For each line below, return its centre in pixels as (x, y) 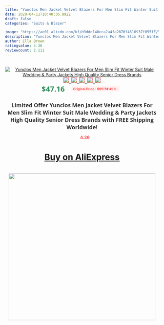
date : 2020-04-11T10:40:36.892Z (38, 14)
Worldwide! (82, 127)
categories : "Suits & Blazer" (36, 23)
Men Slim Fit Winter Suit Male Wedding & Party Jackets (82, 112)
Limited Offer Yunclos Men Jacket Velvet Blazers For (82, 105)
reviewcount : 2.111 (25, 50)
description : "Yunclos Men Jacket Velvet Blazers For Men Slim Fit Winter (83, 37)
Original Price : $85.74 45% (95, 89)
